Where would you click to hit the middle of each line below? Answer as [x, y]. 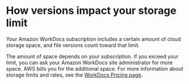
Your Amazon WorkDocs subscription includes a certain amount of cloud [93, 39]
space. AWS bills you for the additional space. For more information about [95, 68]
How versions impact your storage [91, 11]
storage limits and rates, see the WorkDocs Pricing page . [74, 75]
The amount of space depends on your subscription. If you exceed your [92, 56]
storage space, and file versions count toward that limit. [73, 45]
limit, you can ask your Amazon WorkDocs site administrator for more [90, 63]
